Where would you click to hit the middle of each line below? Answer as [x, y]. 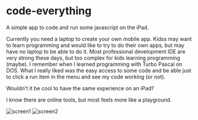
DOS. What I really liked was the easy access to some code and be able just [99, 70]
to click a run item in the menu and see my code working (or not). [86, 77]
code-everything [49, 11]
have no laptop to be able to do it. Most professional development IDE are [96, 51]
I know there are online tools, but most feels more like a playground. [89, 100]
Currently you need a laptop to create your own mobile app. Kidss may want [99, 39]
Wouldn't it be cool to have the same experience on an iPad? [80, 88]
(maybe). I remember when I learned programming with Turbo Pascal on [94, 64]
